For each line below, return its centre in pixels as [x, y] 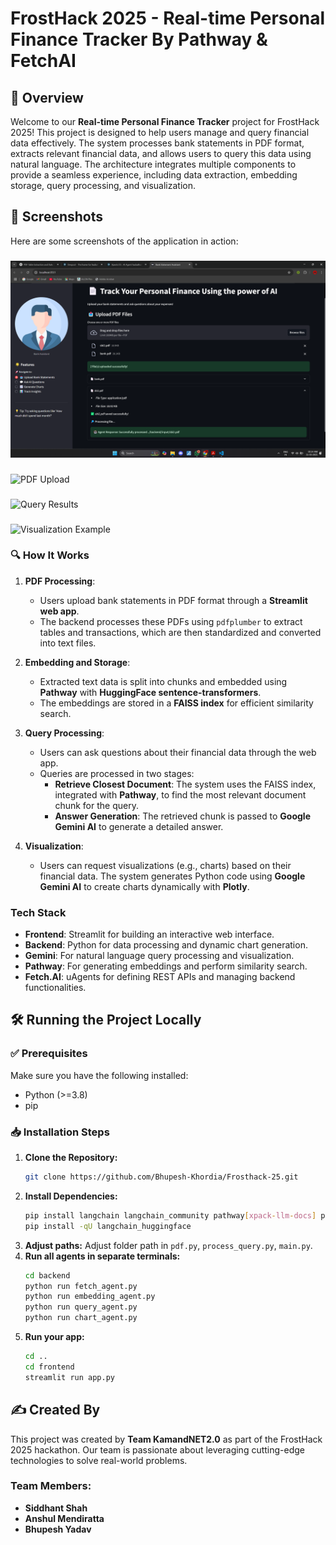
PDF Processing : [60, 581]
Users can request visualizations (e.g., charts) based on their [165, 865]
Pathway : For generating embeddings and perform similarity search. [166, 966]
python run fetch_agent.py [81, 1286]
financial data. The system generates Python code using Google [172, 876]
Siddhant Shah [56, 1508]
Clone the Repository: [71, 1158]
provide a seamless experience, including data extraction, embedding [154, 175]
